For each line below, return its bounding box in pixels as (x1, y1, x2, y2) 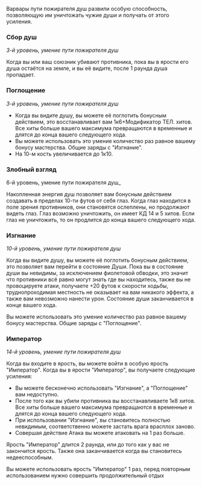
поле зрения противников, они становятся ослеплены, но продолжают (6, 203, 190, 211)
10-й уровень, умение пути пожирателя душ (6, 245, 121, 252)
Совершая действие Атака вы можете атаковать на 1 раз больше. (14, 430, 185, 437)
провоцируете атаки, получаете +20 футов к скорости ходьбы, (6, 282, 169, 290)
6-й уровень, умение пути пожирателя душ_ (6, 179, 121, 186)
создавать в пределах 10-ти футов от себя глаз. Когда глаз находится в (6, 197, 191, 204)
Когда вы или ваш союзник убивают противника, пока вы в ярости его (6, 59, 189, 66)
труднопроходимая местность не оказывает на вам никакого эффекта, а (6, 289, 194, 296)
